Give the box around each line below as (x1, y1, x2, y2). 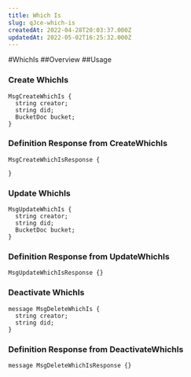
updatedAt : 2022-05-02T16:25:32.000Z (8, 33, 132, 42)
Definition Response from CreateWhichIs (8, 138, 167, 149)
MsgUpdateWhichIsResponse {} (8, 269, 104, 277)
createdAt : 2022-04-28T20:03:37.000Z (8, 26, 132, 34)
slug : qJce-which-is (8, 19, 76, 27)
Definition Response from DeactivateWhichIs (8, 343, 184, 354)
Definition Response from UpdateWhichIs (8, 251, 171, 262)
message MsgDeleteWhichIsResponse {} (8, 362, 132, 370)
